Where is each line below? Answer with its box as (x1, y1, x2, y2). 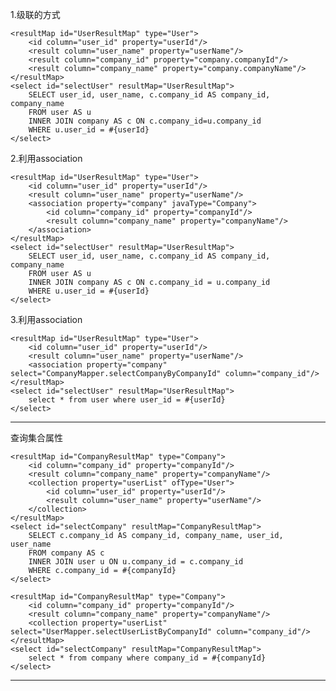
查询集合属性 (10, 432, 63, 443)
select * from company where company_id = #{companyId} (28, 653, 267, 663)
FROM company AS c (28, 548, 105, 558)
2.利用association (10, 153, 83, 164)
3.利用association (10, 314, 83, 325)
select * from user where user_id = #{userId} (28, 395, 226, 405)
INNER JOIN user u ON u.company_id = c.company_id (28, 557, 244, 567)
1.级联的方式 (10, 9, 61, 20)
